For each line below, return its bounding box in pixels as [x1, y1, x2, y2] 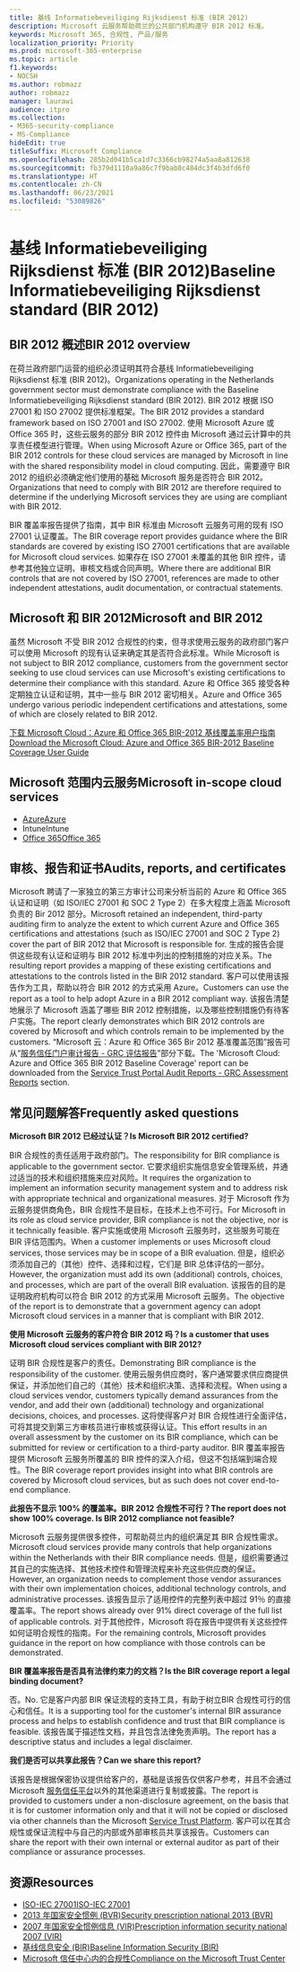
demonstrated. [9, 1647, 64, 1658]
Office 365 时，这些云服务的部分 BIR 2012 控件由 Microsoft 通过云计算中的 [9, 428, 284, 439]
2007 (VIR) [21, 1931, 63, 1941]
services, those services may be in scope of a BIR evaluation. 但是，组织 [9, 1247, 278, 1258]
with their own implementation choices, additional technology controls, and [9, 1583, 287, 1594]
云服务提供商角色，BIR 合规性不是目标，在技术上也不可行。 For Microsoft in [9, 1204, 287, 1215]
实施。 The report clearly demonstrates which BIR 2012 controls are [16, 1016, 265, 1026]
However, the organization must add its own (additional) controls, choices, [9, 1269, 284, 1280]
